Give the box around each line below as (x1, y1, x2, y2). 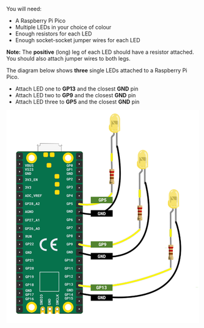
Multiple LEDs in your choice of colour (15, 24, 112, 31)
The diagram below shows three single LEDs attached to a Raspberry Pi (6, 67, 188, 74)
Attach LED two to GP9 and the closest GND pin (15, 92, 136, 99)
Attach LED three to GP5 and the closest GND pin (15, 98, 140, 105)
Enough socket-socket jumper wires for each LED (15, 37, 140, 43)
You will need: (6, 6, 42, 12)
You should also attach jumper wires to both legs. (6, 55, 131, 62)
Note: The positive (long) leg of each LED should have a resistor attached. (6, 48, 194, 56)
